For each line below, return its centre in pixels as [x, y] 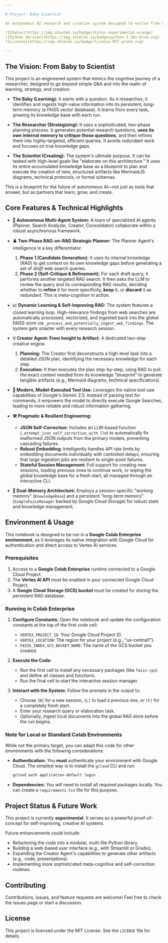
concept [14, 823]
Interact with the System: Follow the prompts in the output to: [76, 690]
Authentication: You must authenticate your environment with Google [85, 761]
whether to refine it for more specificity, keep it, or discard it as [85, 290]
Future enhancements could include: [43, 833]
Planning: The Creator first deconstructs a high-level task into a [86, 353]
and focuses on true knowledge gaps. [51, 146]
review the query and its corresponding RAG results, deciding [83, 284]
